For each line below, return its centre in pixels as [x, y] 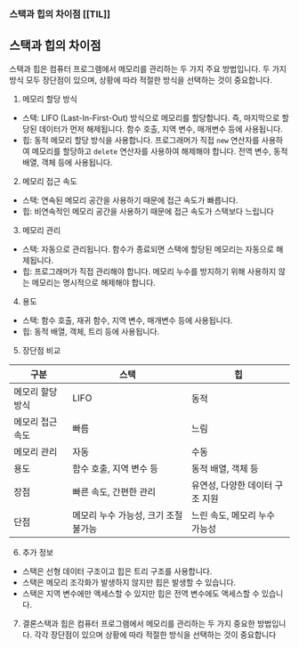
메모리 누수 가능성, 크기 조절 [128, 515]
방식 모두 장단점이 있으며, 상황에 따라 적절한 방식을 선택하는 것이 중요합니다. [141, 80]
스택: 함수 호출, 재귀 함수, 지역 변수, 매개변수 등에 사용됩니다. [127, 320]
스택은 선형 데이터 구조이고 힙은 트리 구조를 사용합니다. [117, 571]
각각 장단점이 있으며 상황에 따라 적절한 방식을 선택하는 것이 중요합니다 [155, 635]
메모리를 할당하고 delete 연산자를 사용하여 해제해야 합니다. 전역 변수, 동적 [160, 151]
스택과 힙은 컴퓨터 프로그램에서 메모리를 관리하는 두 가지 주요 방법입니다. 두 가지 [148, 69]
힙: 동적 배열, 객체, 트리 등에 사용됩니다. [91, 331]
